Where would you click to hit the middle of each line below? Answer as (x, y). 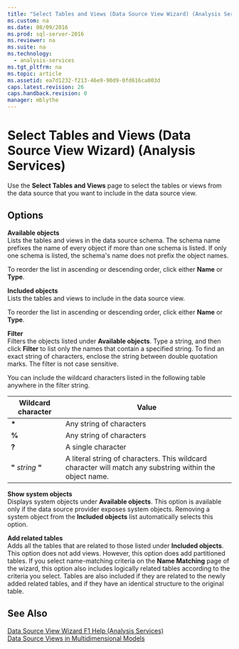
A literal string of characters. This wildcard (136, 459)
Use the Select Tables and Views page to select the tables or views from (115, 185)
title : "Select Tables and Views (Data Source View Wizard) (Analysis (114, 14)
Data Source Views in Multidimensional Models (76, 638)
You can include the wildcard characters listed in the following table (107, 377)
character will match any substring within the (140, 467)
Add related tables (35, 538)
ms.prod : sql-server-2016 (46, 34)
